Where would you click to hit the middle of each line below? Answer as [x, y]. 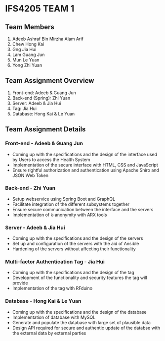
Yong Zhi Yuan [27, 65]
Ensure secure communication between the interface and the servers [83, 209]
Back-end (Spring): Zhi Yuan [41, 98]
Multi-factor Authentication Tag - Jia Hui [55, 262]
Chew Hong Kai [28, 44]
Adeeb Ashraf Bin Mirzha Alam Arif [48, 39]
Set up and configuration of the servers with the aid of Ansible [76, 244]
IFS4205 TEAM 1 [40, 9]
